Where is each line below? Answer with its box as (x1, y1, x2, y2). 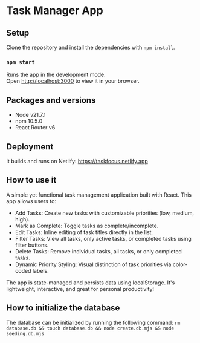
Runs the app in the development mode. (6, 71, 106, 79)
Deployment (6, 142, 54, 152)
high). (15, 215, 30, 223)
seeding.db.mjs (6, 330, 45, 336)
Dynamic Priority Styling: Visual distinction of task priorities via (15, 261, 172, 268)
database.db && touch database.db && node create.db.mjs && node (6, 325, 174, 332)
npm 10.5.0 (15, 117, 43, 125)
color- (172, 261, 188, 268)
